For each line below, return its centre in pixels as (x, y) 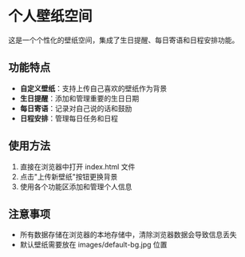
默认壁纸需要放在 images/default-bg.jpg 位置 (93, 245)
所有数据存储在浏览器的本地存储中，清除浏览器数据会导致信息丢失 (128, 235)
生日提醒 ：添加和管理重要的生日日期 (79, 98)
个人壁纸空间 (51, 16)
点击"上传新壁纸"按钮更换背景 (69, 176)
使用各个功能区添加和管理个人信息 (76, 186)
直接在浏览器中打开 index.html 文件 (77, 166)
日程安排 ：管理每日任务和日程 (69, 118)
